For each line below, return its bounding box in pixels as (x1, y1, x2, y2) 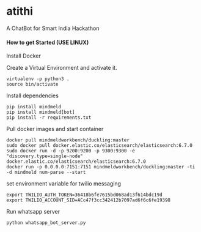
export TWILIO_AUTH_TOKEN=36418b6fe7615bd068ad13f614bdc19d (6, 192, 163, 198)
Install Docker (6, 52, 41, 59)
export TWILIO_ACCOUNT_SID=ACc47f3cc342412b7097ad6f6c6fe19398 (6, 197, 171, 203)
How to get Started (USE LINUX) (6, 39, 89, 46)
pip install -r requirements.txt (6, 114, 92, 121)
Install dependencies (6, 92, 59, 99)
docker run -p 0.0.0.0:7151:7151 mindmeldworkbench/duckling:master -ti (6, 164, 196, 170)
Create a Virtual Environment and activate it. (6, 64, 117, 72)
